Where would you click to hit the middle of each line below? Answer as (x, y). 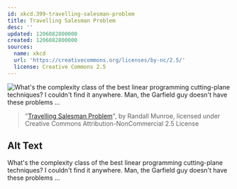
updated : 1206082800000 (43, 34)
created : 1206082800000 (43, 40)
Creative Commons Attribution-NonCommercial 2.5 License (112, 123)
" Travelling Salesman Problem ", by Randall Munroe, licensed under (122, 116)
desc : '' (20, 27)
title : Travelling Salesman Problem (61, 21)
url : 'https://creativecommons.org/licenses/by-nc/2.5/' (100, 60)
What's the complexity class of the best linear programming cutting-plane (115, 163)
